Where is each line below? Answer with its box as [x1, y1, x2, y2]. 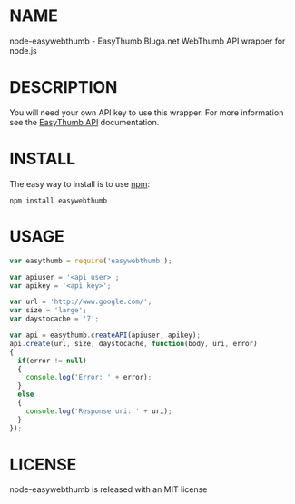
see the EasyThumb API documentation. [9, 116, 160, 127]
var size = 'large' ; [9, 306, 88, 315]
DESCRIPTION [9, 77, 118, 98]
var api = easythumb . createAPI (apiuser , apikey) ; [9, 331, 202, 340]
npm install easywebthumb [9, 196, 107, 205]
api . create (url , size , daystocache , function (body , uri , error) [9, 339, 258, 348]
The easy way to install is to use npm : [9, 178, 151, 189]
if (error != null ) [17, 356, 88, 365]
